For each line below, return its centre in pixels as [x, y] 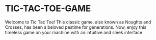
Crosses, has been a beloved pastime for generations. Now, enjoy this [76, 27]
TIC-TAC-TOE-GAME [48, 9]
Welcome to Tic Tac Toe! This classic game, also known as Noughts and [78, 22]
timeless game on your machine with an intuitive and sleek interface [74, 32]
